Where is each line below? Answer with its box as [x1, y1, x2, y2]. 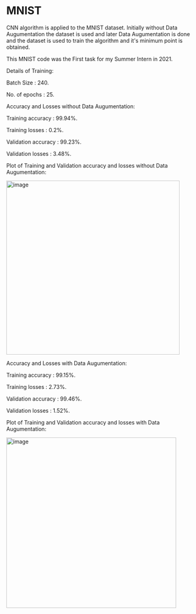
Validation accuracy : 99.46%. [6, 395, 82, 402]
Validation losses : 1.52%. [6, 407, 70, 414]
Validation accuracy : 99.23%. [6, 138, 82, 146]
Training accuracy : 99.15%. [6, 371, 76, 379]
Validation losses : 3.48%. [6, 150, 72, 157]
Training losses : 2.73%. [6, 383, 67, 390]
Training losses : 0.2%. [6, 126, 64, 133]
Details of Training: [6, 67, 54, 74]
